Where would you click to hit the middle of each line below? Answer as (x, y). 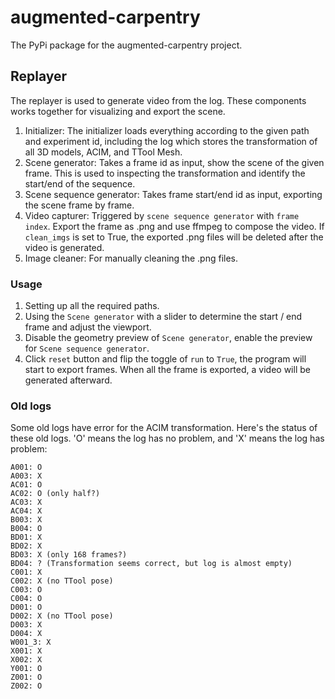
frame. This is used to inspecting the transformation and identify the (165, 173)
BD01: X (26, 537)
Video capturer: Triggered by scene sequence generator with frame (162, 215)
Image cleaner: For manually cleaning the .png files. (131, 258)
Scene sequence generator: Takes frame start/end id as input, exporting (173, 194)
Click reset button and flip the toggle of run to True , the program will (165, 359)
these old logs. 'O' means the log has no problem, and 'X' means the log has (167, 438)
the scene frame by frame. (79, 205)
